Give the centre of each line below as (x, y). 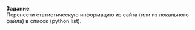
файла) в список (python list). (44, 21)
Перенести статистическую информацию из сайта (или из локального (97, 15)
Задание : (19, 9)
